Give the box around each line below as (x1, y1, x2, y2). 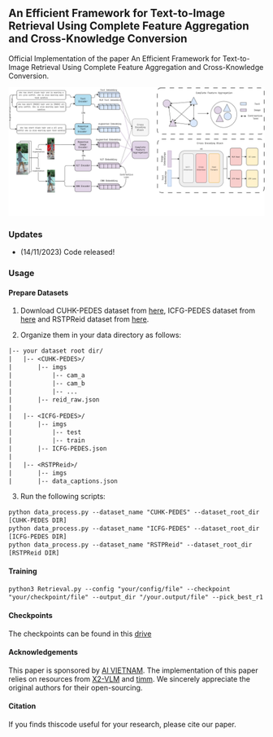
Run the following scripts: (19, 492, 106, 502)
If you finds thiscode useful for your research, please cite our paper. (8, 720, 237, 730)
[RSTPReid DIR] (8, 549, 60, 557)
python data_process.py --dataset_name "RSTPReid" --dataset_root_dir (8, 541, 253, 549)
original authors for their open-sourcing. (8, 682, 143, 692)
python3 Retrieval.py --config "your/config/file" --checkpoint (8, 586, 231, 594)
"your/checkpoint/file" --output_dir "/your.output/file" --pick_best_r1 (8, 594, 264, 602)
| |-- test (8, 428, 82, 436)
